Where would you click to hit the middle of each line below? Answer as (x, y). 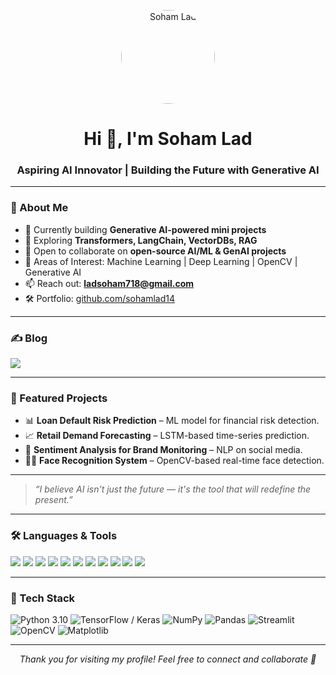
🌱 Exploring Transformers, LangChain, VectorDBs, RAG (141, 240)
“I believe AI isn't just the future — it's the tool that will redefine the (173, 489)
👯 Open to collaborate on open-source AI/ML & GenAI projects (155, 251)
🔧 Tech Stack (43, 598)
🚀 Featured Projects (59, 398)
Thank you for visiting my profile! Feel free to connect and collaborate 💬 (168, 659)
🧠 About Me (39, 208)
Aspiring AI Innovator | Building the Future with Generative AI (168, 170)
